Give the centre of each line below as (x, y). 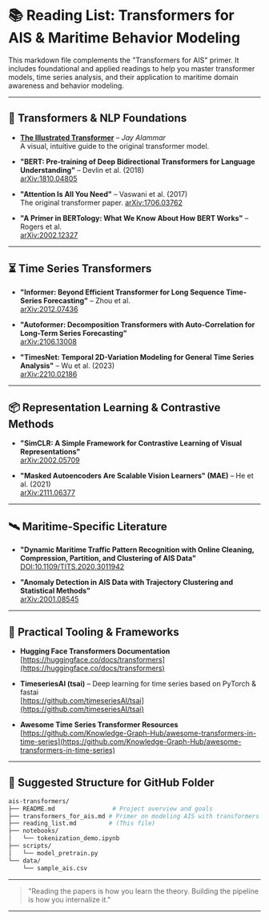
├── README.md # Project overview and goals (111, 809)
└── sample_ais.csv (55, 868)
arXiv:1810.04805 (48, 178)
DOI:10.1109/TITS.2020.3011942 (72, 567)
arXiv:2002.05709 (50, 460)
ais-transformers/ (39, 801)
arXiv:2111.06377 (48, 493)
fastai (29, 692)
